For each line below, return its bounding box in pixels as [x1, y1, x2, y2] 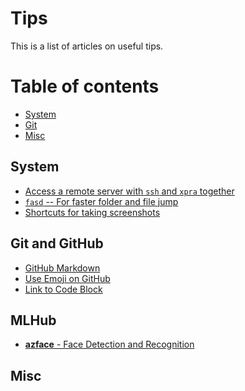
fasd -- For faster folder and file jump [24, 195, 179, 207]
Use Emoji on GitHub [24, 272, 111, 284]
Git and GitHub [10, 235, 104, 252]
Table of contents [10, 75, 160, 98]
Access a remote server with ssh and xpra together [24, 185, 235, 197]
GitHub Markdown [24, 262, 101, 274]
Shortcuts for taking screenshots [24, 206, 161, 218]
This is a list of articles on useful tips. [10, 40, 164, 52]
